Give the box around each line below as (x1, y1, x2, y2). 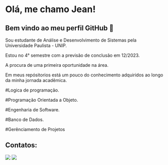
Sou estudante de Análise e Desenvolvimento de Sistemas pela (5, 37, 137, 43)
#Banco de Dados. (5, 116, 44, 122)
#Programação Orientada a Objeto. (5, 97, 78, 103)
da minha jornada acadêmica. (5, 77, 67, 83)
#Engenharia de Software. (5, 107, 60, 112)
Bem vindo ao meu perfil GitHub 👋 (5, 24, 114, 32)
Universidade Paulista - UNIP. (5, 43, 67, 49)
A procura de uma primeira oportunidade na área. (5, 62, 109, 68)
